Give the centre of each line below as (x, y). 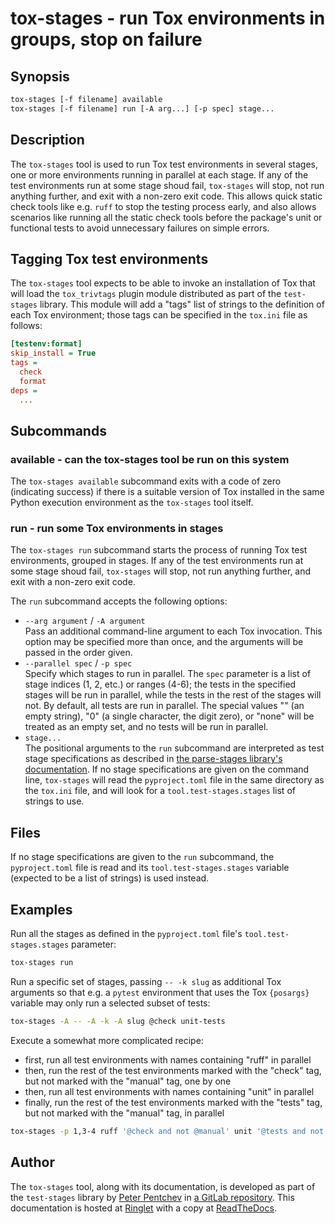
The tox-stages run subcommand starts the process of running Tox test (159, 550)
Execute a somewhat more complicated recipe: (107, 1040)
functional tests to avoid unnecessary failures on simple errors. (140, 228)
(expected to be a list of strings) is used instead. (110, 878)
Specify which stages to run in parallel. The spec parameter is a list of (168, 674)
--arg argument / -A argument (85, 621)
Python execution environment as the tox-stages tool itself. (132, 503)
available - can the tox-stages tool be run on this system (150, 459)
